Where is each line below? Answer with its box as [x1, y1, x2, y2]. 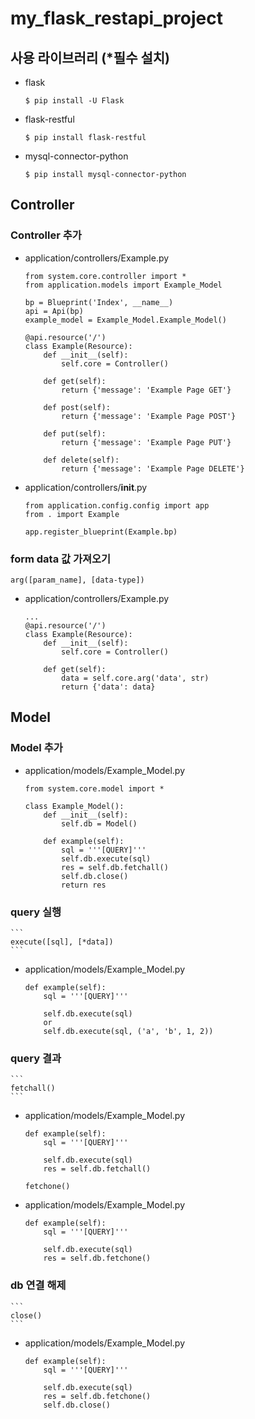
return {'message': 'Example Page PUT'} [61, 437, 232, 447]
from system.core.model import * [24, 783, 165, 794]
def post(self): [43, 402, 111, 412]
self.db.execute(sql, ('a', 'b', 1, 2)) [43, 1026, 214, 1036]
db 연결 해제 [10, 1278, 67, 1292]
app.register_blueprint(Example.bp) [24, 527, 178, 537]
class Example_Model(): [24, 801, 125, 811]
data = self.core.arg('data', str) [61, 673, 210, 683]
